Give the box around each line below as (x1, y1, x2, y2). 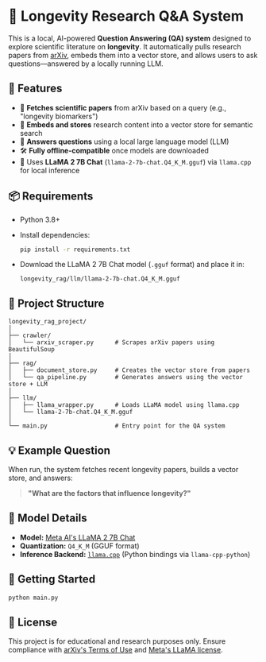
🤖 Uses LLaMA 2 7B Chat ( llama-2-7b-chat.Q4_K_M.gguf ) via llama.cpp (19, 157, 252, 166)
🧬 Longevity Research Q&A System (8, 7, 245, 25)
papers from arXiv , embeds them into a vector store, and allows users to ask (8, 50, 258, 60)
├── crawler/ (8, 331, 52, 340)
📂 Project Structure (8, 296, 105, 310)
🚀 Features (8, 82, 63, 95)
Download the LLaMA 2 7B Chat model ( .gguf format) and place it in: (19, 260, 245, 269)
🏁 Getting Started (8, 572, 96, 587)
